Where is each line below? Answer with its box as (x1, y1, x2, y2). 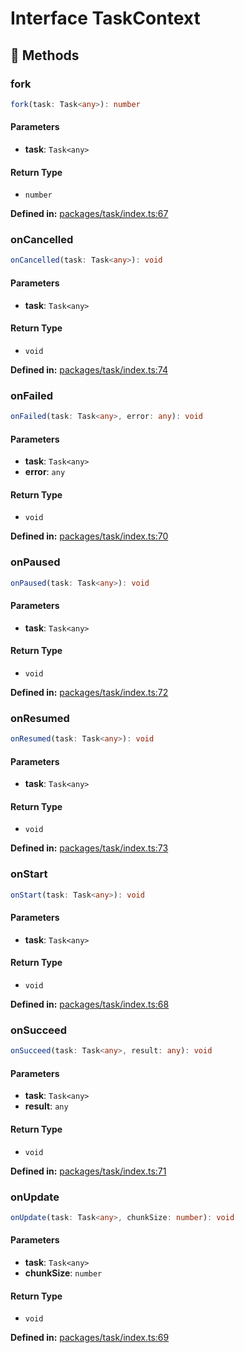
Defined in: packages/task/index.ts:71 (10, 1165, 167, 1177)
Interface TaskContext (10, 7, 201, 30)
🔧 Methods (10, 47, 80, 64)
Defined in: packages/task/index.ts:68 (10, 998, 170, 1011)
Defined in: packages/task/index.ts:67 (10, 208, 169, 220)
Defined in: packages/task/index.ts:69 (10, 1332, 170, 1344)
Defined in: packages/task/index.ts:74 (10, 363, 168, 376)
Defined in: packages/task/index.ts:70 (10, 530, 169, 542)
